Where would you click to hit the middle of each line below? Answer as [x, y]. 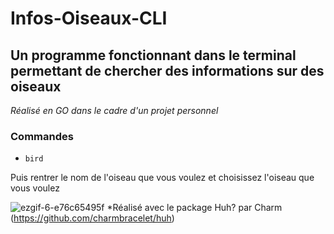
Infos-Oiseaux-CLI [89, 18]
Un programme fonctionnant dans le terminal [153, 55]
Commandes [42, 136]
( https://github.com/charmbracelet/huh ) [92, 218]
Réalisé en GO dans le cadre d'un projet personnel [114, 110]
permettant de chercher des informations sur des [167, 70]
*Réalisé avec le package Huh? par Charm [194, 208]
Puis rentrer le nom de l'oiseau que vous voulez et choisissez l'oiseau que [162, 178]
